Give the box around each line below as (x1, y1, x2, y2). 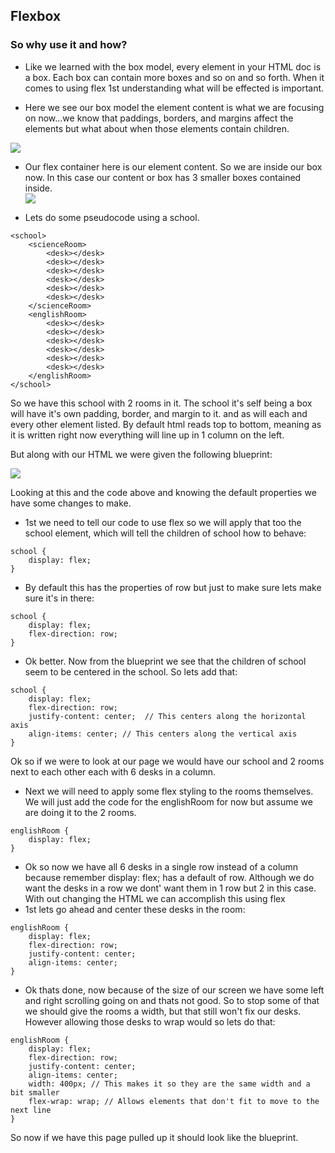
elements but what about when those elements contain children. (24, 122, 290, 134)
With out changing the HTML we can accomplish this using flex (24, 892, 286, 904)
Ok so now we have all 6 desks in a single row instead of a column (24, 860, 299, 873)
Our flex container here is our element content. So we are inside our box (24, 160, 323, 173)
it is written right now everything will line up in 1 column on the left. (10, 429, 285, 441)
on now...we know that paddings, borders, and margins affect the (24, 112, 294, 124)
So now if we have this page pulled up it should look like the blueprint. (10, 1131, 299, 1143)
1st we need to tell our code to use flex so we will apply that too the (24, 516, 302, 528)
